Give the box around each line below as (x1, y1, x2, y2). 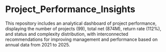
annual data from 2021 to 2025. (5, 41, 70, 47)
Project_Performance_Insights (5, 4, 136, 15)
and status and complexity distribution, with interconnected (5, 31, 128, 37)
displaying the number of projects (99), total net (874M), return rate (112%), (5, 25, 161, 31)
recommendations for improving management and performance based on (5, 36, 158, 42)
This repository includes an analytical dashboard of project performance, (5, 20, 157, 26)
